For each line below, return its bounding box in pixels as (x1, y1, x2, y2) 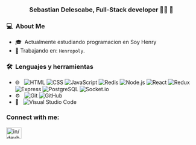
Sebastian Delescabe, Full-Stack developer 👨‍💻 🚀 (29, 5, 174, 14)
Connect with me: (6, 113, 60, 121)
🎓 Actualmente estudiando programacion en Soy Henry (14, 39, 157, 46)
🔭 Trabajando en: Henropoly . (14, 47, 86, 54)
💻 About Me (6, 22, 45, 30)
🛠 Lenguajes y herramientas (6, 63, 93, 71)
